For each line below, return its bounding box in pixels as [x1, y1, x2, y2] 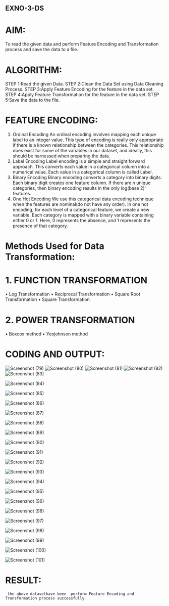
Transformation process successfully [5, 596, 85, 601]
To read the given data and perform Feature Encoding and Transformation [5, 41, 159, 47]
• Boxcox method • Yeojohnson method [5, 331, 88, 337]
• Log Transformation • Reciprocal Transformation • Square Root [5, 291, 140, 297]
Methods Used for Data [5, 240, 104, 252]
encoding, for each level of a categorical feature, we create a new [12, 207, 150, 213]
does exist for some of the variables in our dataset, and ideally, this [12, 148, 152, 154]
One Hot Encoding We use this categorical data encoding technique [12, 196, 154, 202]
